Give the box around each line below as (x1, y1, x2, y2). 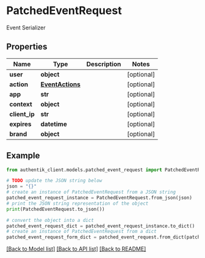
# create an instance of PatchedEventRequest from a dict (6, 229, 157, 235)
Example (6, 150, 40, 161)
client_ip (9, 109, 35, 118)
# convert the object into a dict (6, 217, 95, 223)
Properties (6, 42, 48, 52)
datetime (40, 120, 67, 128)
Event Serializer (6, 24, 46, 31)
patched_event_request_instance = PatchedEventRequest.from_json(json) (6, 195, 192, 201)
